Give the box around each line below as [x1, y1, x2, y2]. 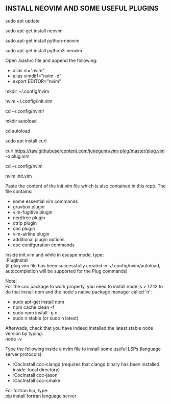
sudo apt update [5, 17, 40, 24]
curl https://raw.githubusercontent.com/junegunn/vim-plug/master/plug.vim [5, 147, 165, 154]
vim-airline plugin [12, 230, 50, 237]
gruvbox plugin [12, 203, 45, 209]
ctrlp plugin [12, 220, 37, 226]
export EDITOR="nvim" [12, 78, 61, 84]
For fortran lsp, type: [5, 387, 48, 393]
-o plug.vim [5, 153, 30, 159]
